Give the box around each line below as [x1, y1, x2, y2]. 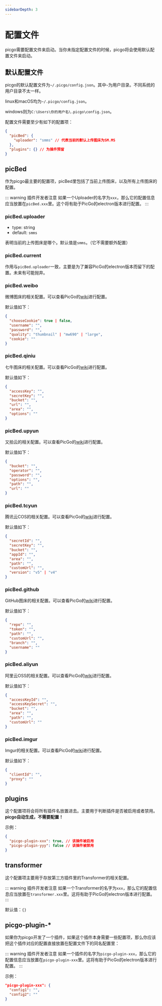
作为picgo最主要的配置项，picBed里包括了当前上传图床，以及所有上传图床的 [5, 178, 157, 184]
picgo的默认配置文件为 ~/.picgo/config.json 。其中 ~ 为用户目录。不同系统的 [5, 82, 155, 88]
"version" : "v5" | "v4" [9, 570, 57, 575]
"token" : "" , [9, 627, 36, 632]
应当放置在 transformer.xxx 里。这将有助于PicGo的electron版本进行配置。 [9, 891, 155, 897]
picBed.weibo [5, 282, 38, 289]
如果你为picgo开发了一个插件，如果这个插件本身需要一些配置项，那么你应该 [5, 935, 156, 940]
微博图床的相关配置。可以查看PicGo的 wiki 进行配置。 [5, 294, 110, 300]
